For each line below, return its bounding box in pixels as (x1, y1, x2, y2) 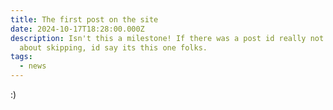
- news (19, 61, 47, 71)
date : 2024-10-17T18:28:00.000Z (10, 24, 145, 34)
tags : (10, 52, 33, 62)
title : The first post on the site (10, 14, 159, 25)
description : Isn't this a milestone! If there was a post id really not (10, 33, 325, 43)
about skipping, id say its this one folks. (19, 42, 208, 53)
